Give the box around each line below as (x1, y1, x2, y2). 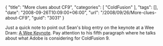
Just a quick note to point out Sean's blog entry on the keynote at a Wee (5, 24, 154, 30)
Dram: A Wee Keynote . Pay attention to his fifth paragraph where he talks (5, 30, 156, 35)
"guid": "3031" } (31, 15, 64, 20)
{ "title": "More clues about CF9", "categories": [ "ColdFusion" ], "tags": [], (5, 4, 158, 10)
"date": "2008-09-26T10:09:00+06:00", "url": (5, 9, 100, 15)
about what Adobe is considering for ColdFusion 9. (5, 35, 110, 41)
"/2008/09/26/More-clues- (100, 9, 156, 15)
